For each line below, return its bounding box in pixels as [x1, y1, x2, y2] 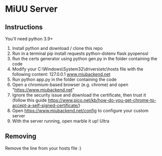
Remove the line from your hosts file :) [5, 145, 82, 151]
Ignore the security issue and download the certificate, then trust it [12, 92, 146, 98]
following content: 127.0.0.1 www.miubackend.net [12, 71, 111, 77]
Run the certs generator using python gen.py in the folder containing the [12, 56, 157, 62]
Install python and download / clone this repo [12, 45, 103, 51]
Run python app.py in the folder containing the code [12, 77, 117, 82]
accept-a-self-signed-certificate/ [12, 103, 79, 108]
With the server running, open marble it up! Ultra [12, 118, 109, 124]
